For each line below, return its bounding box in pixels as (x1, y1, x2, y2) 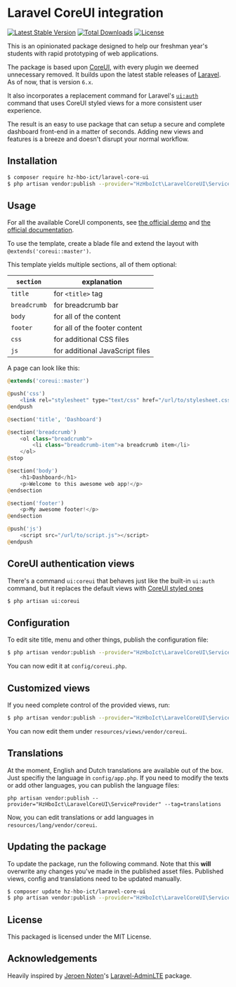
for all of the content (53, 312, 121, 322)
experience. (7, 106, 42, 114)
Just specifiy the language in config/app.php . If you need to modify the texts (7, 774, 229, 782)
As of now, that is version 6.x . (7, 77, 93, 86)
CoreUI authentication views (7, 558, 135, 570)
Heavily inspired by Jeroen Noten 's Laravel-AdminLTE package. (7, 971, 192, 980)
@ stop (7, 455, 23, 462)
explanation (81, 277, 123, 287)
